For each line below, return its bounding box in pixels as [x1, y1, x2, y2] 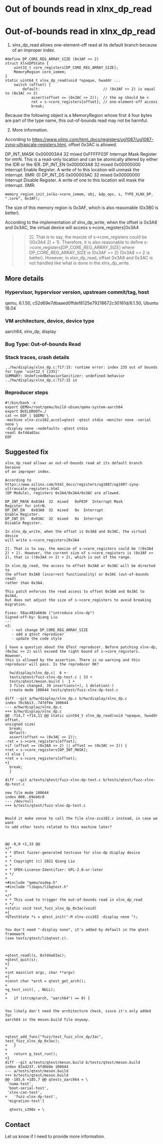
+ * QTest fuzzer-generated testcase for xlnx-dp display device [5, 850, 140, 855]
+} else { [5, 752, 25, 757]
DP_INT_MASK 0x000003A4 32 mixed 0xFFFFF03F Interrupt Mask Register [5, 151, 157, 157]
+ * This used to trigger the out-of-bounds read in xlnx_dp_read [5, 897, 143, 902]
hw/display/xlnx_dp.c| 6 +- [9, 670, 69, 676]
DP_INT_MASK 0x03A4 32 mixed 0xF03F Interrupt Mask [5, 499, 123, 504]
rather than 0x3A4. [5, 581, 45, 586]
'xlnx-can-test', [7, 1090, 42, 1095]
